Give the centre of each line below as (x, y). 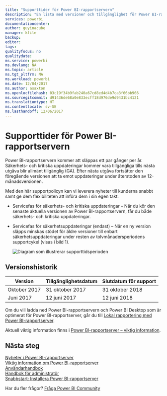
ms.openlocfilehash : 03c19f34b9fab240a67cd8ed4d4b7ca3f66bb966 (72, 93)
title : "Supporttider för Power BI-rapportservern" (60, 10)
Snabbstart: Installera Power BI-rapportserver (52, 379)
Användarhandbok (24, 368)
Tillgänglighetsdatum (72, 281)
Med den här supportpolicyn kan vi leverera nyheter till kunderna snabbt (79, 191)
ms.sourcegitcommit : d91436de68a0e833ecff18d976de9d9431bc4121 (72, 97)
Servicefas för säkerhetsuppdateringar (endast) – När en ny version (82, 226)
